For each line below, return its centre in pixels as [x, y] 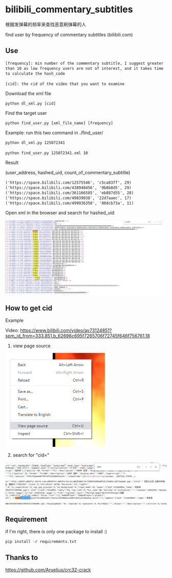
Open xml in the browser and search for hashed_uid [60, 212]
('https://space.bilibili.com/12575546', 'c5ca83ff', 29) [68, 183]
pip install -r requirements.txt [41, 542]
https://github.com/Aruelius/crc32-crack [48, 570]
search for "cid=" [31, 455]
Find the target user [26, 113]
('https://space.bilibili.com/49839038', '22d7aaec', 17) [68, 198]
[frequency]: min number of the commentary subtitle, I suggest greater [84, 63]
